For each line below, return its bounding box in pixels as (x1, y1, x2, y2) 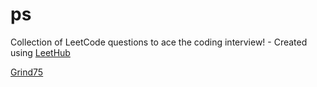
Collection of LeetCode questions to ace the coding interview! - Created (10, 36, 308, 48)
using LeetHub (10, 46, 71, 58)
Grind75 (10, 66, 44, 78)
